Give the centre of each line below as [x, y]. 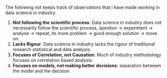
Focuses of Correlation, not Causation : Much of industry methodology [87, 55]
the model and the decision [41, 71]
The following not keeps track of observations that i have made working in [83, 7]
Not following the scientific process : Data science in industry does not [87, 23]
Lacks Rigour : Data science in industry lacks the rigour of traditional [84, 44]
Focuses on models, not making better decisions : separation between [87, 66]
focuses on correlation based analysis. [53, 60]
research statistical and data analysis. [52, 49]
